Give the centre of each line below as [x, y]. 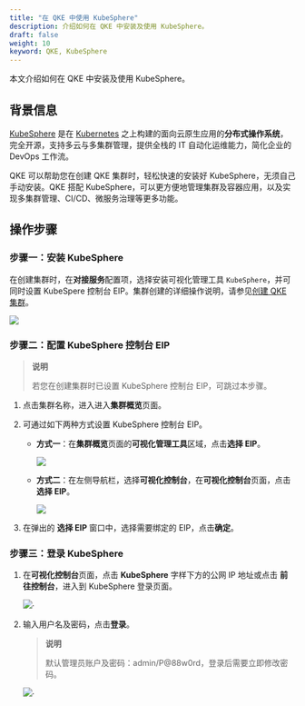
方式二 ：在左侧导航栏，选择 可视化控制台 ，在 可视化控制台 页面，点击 [163, 480]
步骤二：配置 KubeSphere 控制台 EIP [90, 344]
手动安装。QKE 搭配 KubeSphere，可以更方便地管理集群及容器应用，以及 [146, 186]
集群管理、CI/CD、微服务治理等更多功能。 [104, 198]
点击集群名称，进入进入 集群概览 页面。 [94, 404]
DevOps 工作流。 [42, 156]
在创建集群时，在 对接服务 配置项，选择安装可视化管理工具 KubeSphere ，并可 [150, 279]
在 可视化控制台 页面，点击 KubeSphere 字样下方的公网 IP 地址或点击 [150, 575]
